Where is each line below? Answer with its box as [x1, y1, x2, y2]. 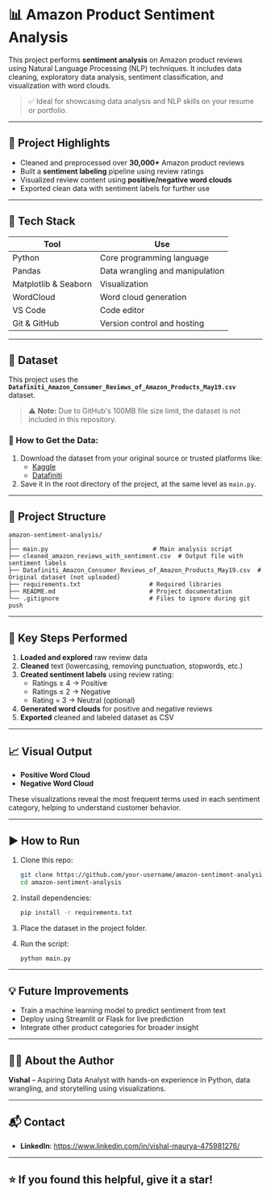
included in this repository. [27, 415, 117, 424]
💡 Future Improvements [8, 984, 129, 998]
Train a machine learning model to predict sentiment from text [19, 1005, 226, 1016]
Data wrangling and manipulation [99, 265, 225, 276]
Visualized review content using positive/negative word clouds [19, 174, 232, 185]
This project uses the [8, 375, 79, 385]
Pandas [12, 265, 41, 276]
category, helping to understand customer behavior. [8, 803, 181, 812]
